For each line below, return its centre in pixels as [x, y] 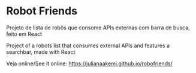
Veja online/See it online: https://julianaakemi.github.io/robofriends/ [89, 63]
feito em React [24, 34]
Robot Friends [42, 11]
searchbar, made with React [41, 51]
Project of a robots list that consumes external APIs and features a [88, 45]
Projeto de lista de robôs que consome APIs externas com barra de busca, [98, 28]
